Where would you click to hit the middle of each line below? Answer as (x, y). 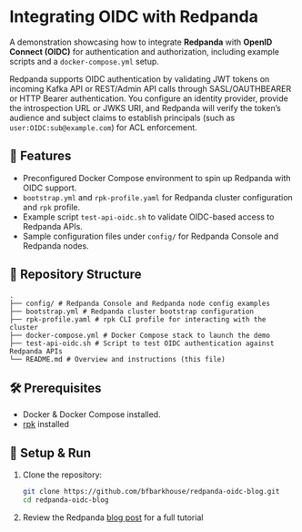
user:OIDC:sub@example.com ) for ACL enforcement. (103, 127)
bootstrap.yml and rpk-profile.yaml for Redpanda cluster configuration (157, 197)
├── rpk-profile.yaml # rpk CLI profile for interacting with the (138, 319)
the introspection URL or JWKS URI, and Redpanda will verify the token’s (146, 107)
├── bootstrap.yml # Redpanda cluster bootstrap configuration (132, 312)
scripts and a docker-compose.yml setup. (84, 61)
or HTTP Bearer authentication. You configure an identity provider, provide (149, 98)
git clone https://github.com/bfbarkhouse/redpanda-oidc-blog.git (151, 492)
